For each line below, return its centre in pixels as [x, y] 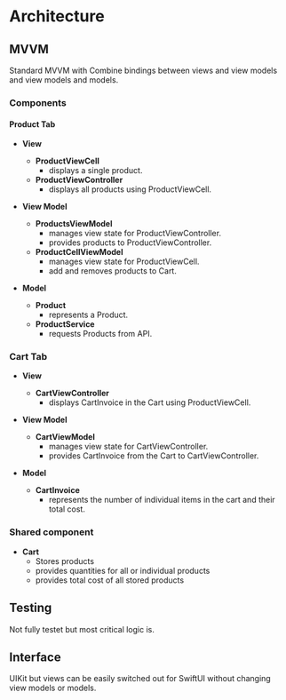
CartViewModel [65, 437]
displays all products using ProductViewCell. [130, 189]
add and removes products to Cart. [113, 271]
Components [38, 102]
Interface [35, 657]
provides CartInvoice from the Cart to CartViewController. [154, 456]
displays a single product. [95, 171]
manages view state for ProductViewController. [135, 234]
